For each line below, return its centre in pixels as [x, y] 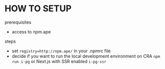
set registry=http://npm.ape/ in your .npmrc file [61, 51]
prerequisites [18, 22]
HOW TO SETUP [38, 9]
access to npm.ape [31, 32]
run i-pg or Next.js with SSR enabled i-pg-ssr [59, 61]
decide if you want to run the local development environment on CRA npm [86, 56]
